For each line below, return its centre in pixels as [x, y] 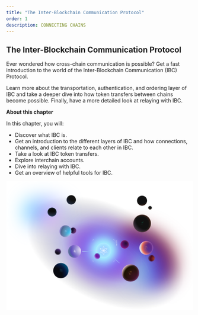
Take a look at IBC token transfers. [57, 154]
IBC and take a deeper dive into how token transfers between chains [90, 94]
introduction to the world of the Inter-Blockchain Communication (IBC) [92, 70]
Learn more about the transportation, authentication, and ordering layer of [97, 88]
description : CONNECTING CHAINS [46, 25]
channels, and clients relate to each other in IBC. [74, 147]
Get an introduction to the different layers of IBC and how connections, [101, 142]
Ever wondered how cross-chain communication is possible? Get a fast [93, 64]
